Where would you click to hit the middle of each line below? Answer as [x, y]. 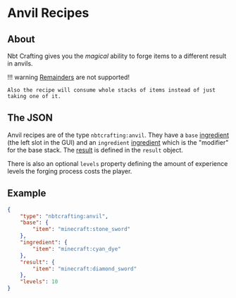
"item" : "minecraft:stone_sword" [82, 230]
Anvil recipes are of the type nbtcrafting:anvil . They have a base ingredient [118, 135]
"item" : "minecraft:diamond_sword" [85, 269]
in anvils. [20, 64]
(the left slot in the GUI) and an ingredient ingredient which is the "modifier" [118, 142]
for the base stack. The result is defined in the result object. [95, 150]
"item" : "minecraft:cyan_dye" [77, 249]
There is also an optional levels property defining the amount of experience [118, 163]
